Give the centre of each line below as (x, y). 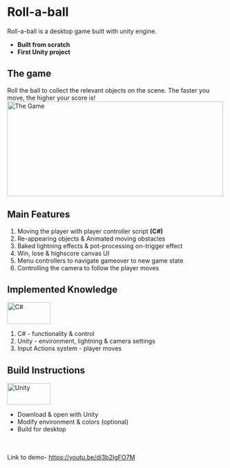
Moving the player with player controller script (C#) (90, 231)
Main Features (39, 215)
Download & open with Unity (58, 415)
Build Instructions (46, 370)
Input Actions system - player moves (69, 348)
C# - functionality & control (56, 334)
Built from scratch (44, 44)
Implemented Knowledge (63, 289)
